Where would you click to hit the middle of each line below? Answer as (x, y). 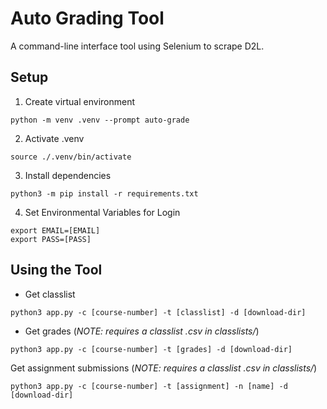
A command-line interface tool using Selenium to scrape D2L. (137, 46)
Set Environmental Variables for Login (102, 212)
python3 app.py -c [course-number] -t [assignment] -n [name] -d (149, 386)
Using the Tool (56, 270)
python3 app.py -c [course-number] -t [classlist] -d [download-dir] (158, 312)
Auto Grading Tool (87, 18)
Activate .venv (54, 138)
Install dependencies (68, 175)
